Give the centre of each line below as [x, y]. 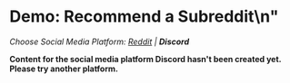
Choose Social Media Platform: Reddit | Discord [100, 41]
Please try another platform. [64, 69]
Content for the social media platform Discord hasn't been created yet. [145, 59]
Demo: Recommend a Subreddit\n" [144, 17]
